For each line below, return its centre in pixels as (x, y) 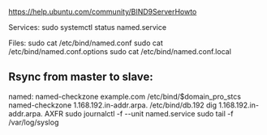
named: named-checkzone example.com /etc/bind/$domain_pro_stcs (125, 96)
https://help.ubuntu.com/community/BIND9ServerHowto (103, 12)
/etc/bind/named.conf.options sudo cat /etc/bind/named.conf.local (120, 51)
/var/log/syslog (34, 122)
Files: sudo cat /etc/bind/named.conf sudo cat (86, 43)
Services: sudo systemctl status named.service (88, 27)
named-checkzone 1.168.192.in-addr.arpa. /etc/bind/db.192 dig (113, 105)
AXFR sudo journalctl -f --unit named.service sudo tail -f (139, 113)
